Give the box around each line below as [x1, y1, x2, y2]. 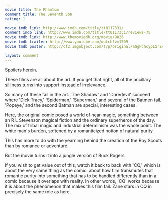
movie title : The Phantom [5, 7, 59, 12]
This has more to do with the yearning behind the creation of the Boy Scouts [5, 137, 162, 143]
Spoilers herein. [5, 67, 37, 73]
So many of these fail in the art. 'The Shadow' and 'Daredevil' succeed [5, 91, 151, 97]
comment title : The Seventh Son [5, 12, 72, 17]
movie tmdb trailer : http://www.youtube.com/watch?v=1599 [5, 39, 128, 45]
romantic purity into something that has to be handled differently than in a [5, 173, 157, 179]
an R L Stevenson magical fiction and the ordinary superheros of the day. [5, 117, 156, 123]
